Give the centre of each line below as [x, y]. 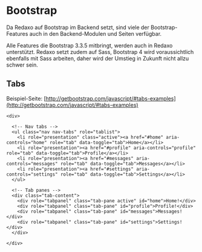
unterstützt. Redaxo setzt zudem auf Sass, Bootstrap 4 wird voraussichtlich [100, 51]
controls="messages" [32, 164]
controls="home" [27, 142]
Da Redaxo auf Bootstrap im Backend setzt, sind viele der [78, 27]
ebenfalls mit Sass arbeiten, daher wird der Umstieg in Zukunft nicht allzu [98, 58]
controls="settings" [32, 174]
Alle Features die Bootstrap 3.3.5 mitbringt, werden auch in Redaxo [90, 45]
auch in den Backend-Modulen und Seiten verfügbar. [96, 33]
